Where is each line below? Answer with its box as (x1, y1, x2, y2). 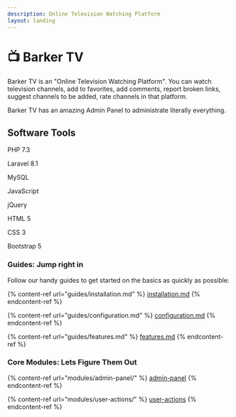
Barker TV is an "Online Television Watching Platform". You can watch (7, 77, 212, 86)
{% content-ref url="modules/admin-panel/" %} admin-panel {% (7, 374, 197, 382)
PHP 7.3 (7, 146, 31, 154)
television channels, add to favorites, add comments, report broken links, (7, 85, 221, 93)
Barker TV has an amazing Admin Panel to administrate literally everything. (7, 106, 226, 114)
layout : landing (7, 17, 55, 24)
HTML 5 (7, 215, 31, 223)
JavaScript (7, 187, 39, 195)
